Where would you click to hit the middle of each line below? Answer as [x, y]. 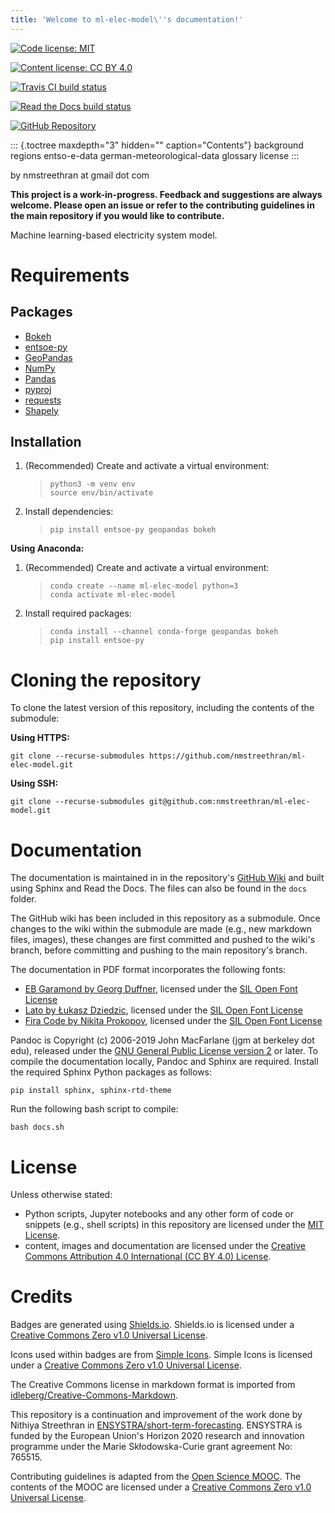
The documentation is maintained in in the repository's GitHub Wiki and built [167, 878]
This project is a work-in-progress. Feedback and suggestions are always [166, 194]
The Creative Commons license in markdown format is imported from [153, 1385]
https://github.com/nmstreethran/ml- [227, 756]
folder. [23, 899]
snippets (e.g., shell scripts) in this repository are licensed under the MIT [174, 1225]
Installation [46, 442]
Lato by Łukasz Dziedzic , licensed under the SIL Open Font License [163, 1010]
